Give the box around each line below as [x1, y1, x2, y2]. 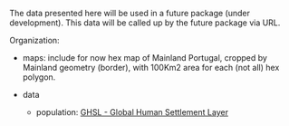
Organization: [9, 35, 61, 45]
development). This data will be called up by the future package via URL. [9, 17, 281, 28]
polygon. [22, 72, 56, 82]
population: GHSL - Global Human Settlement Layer [35, 107, 229, 117]
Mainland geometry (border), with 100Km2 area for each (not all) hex [22, 63, 280, 73]
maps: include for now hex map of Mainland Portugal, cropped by [22, 53, 267, 63]
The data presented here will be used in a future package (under [9, 8, 251, 18]
